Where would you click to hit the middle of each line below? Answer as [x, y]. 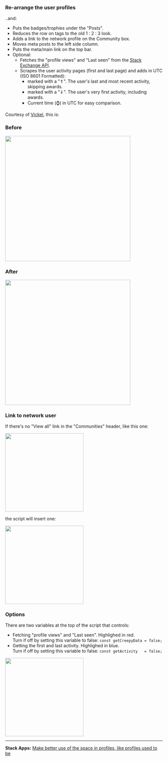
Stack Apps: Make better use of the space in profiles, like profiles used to [81, 748]
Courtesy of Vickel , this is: [32, 115]
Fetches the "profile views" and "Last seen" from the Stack [80, 60]
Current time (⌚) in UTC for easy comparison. [74, 103]
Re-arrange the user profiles [40, 8]
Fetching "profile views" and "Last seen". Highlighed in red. [73, 635]
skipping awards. [45, 87]
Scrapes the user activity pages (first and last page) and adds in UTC [91, 71]
